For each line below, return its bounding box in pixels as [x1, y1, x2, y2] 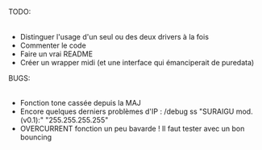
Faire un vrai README [19, 48, 94, 59]
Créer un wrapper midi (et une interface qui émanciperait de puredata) [19, 57, 255, 67]
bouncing [19, 132, 52, 142]
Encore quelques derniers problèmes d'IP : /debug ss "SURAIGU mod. [19, 106, 253, 116]
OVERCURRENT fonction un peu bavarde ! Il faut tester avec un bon [19, 124, 245, 134]
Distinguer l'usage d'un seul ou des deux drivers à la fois [19, 31, 210, 41]
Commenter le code [19, 40, 86, 50]
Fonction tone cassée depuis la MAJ [19, 98, 141, 108]
